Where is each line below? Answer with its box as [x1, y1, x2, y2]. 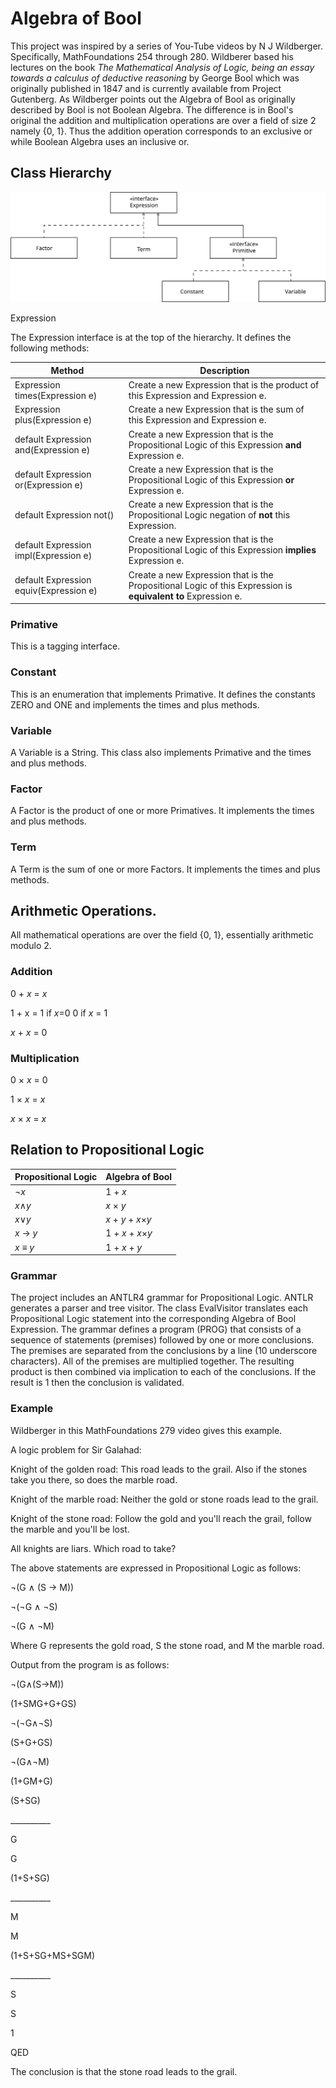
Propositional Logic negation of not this [128, 509, 291, 521]
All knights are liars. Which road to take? [10, 1542, 177, 1554]
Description [199, 364, 250, 376]
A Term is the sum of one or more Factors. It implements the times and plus [10, 863, 321, 875]
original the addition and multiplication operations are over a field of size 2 [10, 114, 317, 126]
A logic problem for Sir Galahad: [10, 1443, 142, 1456]
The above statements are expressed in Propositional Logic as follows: [10, 1562, 302, 1574]
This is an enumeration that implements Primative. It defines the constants [10, 688, 316, 700]
